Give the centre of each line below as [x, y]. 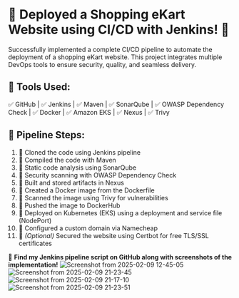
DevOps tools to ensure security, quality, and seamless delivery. [102, 64]
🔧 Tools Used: [39, 87]
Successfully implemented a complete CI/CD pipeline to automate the [110, 49]
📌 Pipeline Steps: [46, 135]
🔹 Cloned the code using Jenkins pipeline [80, 152]
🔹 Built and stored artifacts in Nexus [71, 183]
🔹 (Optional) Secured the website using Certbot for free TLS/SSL [113, 235]
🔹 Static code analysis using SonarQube [77, 168]
